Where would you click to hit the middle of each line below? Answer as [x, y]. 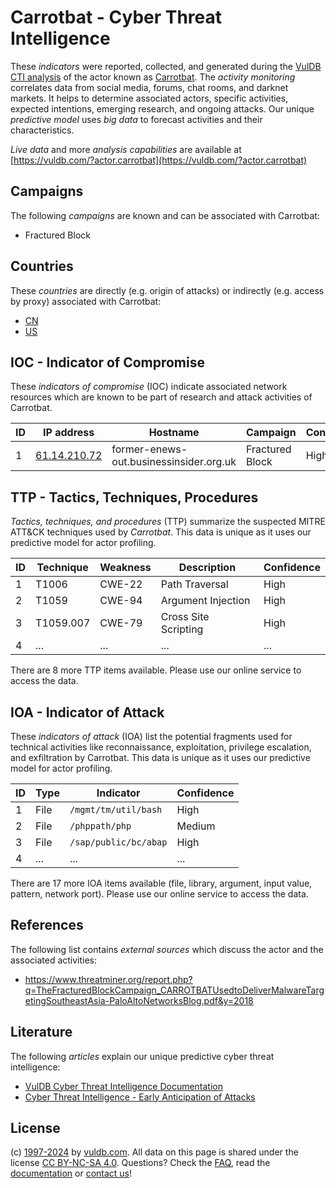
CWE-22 [121, 584]
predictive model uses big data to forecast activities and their [136, 119]
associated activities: [54, 960]
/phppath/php [100, 826]
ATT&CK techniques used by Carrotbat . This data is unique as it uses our [161, 532]
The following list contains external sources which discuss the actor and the [167, 949]
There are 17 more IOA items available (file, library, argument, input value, [161, 883]
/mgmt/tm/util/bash [116, 809]
